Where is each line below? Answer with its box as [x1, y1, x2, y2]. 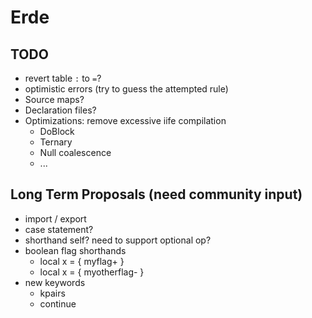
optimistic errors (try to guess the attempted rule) [24, 83, 229, 95]
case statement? [24, 223, 94, 235]
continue [39, 297, 77, 310]
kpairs [39, 287, 66, 299]
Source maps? [24, 94, 85, 105]
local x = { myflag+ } [39, 255, 125, 267]
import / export [24, 212, 87, 225]
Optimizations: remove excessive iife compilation [24, 115, 227, 126]
